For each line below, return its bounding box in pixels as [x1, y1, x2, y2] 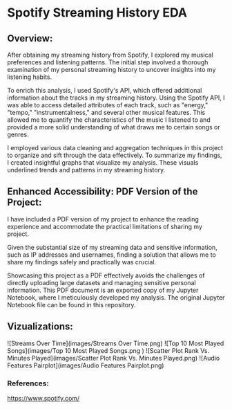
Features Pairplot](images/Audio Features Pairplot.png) [7, 361, 164, 370]
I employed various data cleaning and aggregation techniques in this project [7, 144, 223, 152]
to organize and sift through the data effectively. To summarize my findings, [7, 151, 222, 159]
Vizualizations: [7, 320, 74, 333]
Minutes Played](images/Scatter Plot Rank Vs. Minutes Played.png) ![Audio [7, 354, 220, 362]
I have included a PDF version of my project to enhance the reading [7, 215, 199, 223]
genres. [7, 130, 29, 138]
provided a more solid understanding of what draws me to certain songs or [7, 123, 221, 131]
